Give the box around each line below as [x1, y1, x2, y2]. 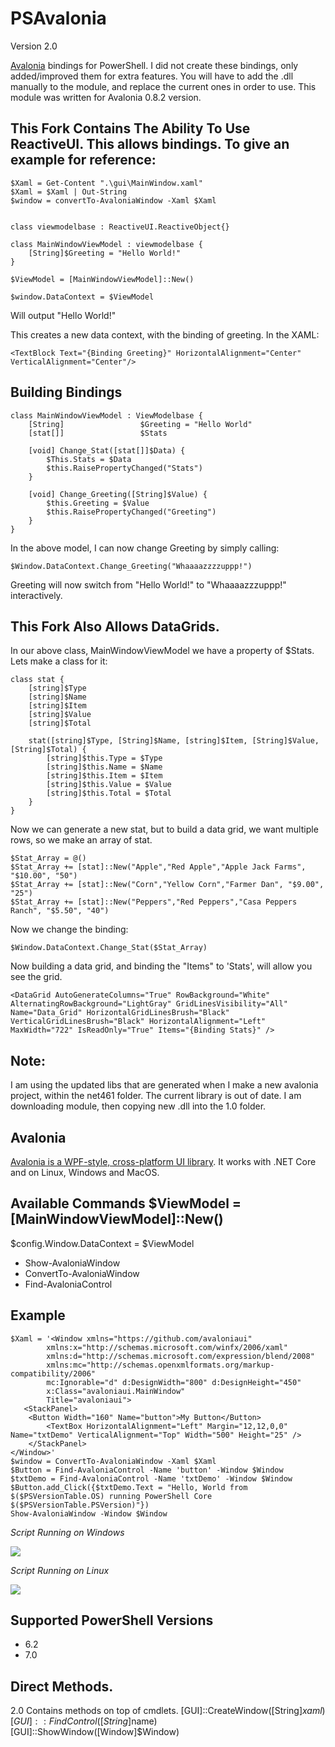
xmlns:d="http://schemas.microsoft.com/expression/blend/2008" [46, 1351, 315, 1361]
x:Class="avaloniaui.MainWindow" [46, 1386, 186, 1396]
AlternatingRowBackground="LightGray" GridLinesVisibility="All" [10, 999, 288, 1009]
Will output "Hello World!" [10, 309, 117, 321]
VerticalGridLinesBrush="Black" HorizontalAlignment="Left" [10, 1017, 267, 1027]
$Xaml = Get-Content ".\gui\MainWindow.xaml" [10, 178, 203, 188]
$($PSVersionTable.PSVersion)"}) [10, 1500, 150, 1510]
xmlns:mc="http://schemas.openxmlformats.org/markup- [46, 1360, 275, 1370]
